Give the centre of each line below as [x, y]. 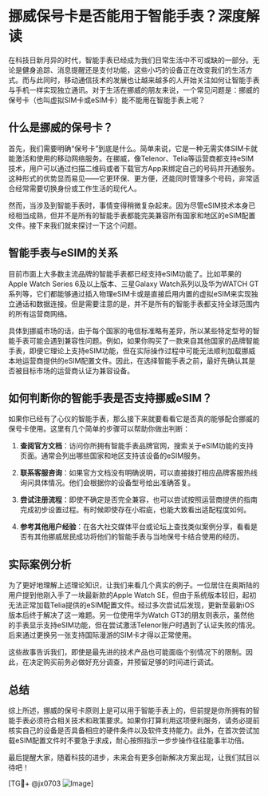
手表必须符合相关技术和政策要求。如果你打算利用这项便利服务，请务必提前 [137, 720]
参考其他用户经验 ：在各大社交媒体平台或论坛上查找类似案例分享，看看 [135, 527]
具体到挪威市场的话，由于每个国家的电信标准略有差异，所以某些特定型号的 [130, 330]
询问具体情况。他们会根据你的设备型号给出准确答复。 [107, 483]
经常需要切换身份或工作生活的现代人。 [78, 188]
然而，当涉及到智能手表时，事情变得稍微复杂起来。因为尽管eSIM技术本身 [128, 205]
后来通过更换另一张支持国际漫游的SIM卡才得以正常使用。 [102, 635]
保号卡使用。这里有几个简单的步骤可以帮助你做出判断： [99, 429]
